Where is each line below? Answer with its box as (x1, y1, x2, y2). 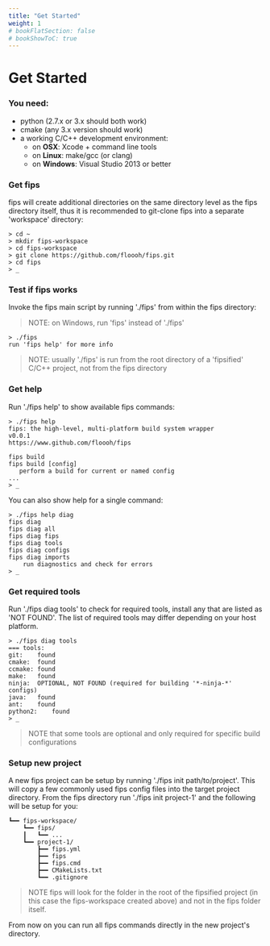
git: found (8, 651, 56, 659)
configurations (27, 737, 77, 747)
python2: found (8, 707, 70, 715)
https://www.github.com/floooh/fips (8, 439, 131, 447)
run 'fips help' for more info (8, 340, 114, 349)
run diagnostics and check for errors (23, 560, 153, 569)
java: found (8, 693, 56, 702)
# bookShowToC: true (8, 34, 78, 43)
